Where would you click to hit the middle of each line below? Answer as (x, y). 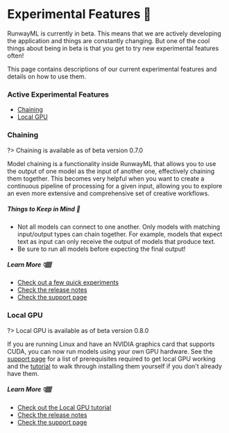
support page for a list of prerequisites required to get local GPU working (111, 359)
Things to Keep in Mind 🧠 (44, 209)
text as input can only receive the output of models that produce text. (116, 241)
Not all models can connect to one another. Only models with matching (119, 227)
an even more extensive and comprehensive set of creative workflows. (108, 193)
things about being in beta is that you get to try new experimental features (113, 48)
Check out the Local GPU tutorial (64, 407)
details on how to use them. (47, 76)
